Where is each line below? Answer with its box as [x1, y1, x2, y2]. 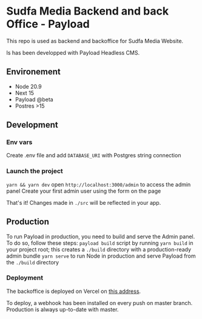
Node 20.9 [15, 83, 42, 90]
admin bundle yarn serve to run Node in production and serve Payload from [6, 252, 196, 259]
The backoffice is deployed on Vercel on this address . [6, 287, 141, 295]
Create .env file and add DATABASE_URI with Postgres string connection [6, 152, 181, 159]
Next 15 [15, 89, 35, 97]
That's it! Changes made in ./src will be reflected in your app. [6, 199, 161, 206]
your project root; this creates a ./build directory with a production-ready [6, 245, 192, 253]
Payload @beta [15, 95, 53, 103]
